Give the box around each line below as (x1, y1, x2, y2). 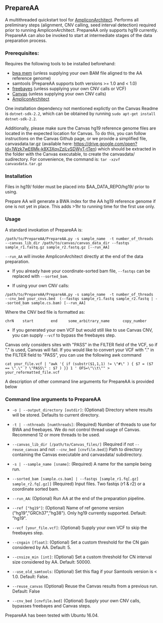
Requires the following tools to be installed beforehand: (5, 61, 116, 67)
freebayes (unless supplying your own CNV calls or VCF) (12, 86, 127, 92)
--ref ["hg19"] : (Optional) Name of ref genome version (12, 505, 124, 510)
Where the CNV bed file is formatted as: (5, 309, 85, 315)
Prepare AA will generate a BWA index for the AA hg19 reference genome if (5, 198, 156, 204)
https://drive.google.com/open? (73, 141, 138, 147)
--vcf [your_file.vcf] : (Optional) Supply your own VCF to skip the (12, 525, 147, 530)
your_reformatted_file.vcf (5, 370, 60, 375)
